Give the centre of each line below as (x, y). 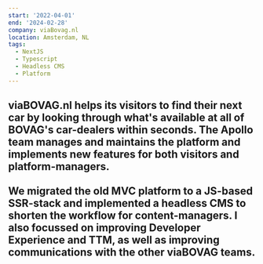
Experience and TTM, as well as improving (114, 240)
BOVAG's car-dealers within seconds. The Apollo (131, 130)
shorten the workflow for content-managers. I (123, 216)
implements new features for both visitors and (124, 155)
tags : (17, 45)
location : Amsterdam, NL (49, 37)
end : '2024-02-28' (38, 23)
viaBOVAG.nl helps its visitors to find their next (125, 105)
